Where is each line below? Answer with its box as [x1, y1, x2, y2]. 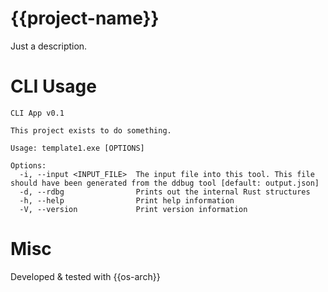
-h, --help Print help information [19, 195, 235, 206]
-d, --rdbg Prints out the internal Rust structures [19, 187, 311, 197]
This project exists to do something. [10, 125, 172, 136]
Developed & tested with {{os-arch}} [10, 270, 161, 282]
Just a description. [10, 40, 88, 52]
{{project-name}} [10, 7, 160, 30]
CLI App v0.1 [10, 108, 65, 118]
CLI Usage [10, 75, 97, 98]
